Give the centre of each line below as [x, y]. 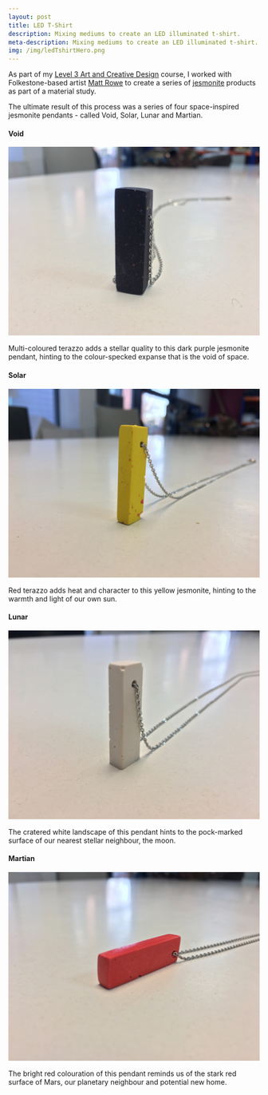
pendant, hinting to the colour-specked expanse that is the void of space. [129, 357]
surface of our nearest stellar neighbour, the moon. [92, 840]
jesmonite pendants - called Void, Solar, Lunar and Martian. [106, 115]
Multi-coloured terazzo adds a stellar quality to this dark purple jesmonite [129, 348]
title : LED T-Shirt [41, 25]
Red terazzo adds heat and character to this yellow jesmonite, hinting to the [132, 590]
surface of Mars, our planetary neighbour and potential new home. [118, 1081]
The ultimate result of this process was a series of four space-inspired [124, 107]
